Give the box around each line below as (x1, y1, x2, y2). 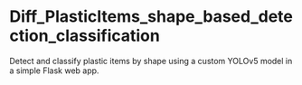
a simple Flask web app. (9, 65, 99, 76)
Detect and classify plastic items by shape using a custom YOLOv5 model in (9, 55, 293, 66)
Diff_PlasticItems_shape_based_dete (9, 6, 294, 27)
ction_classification (9, 25, 160, 46)
